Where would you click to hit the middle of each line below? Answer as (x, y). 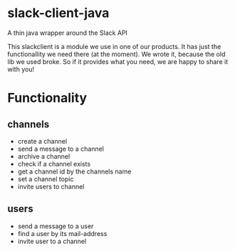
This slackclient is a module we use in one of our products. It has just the (114, 46)
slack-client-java (58, 13)
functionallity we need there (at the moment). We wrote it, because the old (116, 54)
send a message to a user (56, 226)
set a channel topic (46, 178)
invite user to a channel (52, 241)
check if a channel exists (54, 164)
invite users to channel (51, 186)
